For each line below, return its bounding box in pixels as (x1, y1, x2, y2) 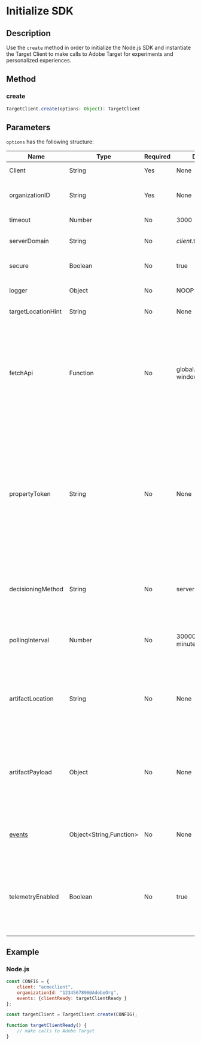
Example (6, 947, 39, 957)
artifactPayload (9, 768, 52, 777)
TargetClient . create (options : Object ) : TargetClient (6, 106, 141, 112)
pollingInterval (9, 636, 50, 645)
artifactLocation (9, 694, 54, 703)
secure (9, 262, 29, 270)
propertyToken (9, 490, 51, 498)
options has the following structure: (6, 138, 94, 145)
